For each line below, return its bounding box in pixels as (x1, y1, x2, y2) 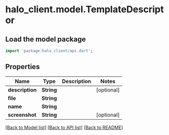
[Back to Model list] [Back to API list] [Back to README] (5, 124, 123, 130)
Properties (5, 62, 40, 71)
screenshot (8, 111, 37, 118)
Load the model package (5, 35, 86, 43)
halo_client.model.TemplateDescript (5, 4, 164, 15)
